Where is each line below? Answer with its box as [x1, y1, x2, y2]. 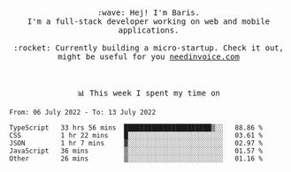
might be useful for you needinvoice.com [57, 52, 241, 62]
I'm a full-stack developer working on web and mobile [27, 17, 271, 26]
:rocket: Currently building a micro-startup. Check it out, [12, 43, 285, 53]
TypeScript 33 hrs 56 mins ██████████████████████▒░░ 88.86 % [9, 123, 264, 132]
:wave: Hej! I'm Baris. [96, 8, 201, 18]
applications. [118, 26, 180, 35]
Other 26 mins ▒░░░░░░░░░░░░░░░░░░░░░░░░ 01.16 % [9, 154, 264, 163]
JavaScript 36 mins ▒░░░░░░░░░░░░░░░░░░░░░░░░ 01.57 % [9, 146, 264, 155]
